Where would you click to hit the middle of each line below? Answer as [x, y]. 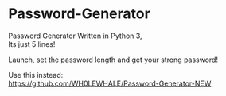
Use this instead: [36, 75]
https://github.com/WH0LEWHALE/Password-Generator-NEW [110, 83]
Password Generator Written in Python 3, [75, 36]
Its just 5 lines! [32, 44]
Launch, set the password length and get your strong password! [113, 60]
